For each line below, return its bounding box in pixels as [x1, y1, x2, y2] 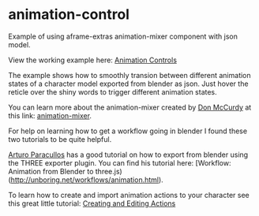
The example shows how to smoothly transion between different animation [8, 70, 251, 80]
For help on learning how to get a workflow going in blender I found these [8, 126, 247, 136]
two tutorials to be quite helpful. [8, 134, 112, 143]
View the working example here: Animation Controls [8, 55, 178, 65]
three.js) [95, 166, 122, 176]
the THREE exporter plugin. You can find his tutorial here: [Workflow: [8, 158, 231, 167]
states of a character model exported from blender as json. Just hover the [8, 79, 249, 88]
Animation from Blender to [8, 166, 94, 176]
